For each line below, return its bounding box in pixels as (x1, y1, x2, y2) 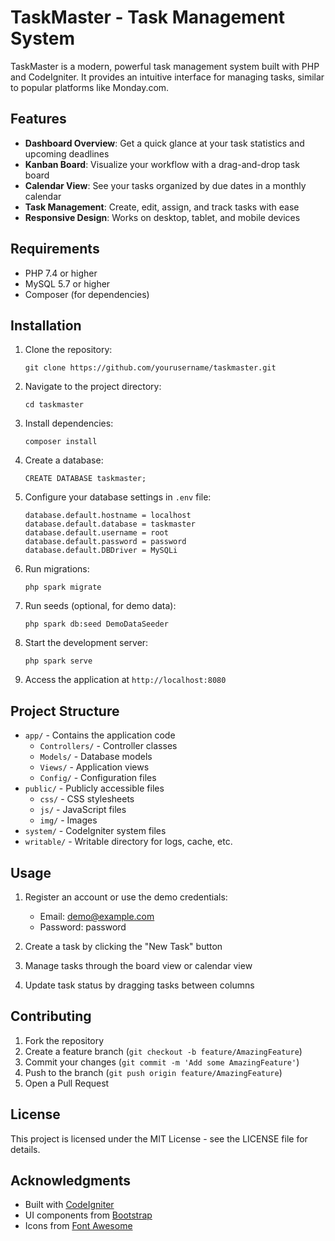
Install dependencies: (24, 417, 114, 430)
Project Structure (10, 702, 120, 720)
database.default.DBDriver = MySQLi (24, 546, 178, 556)
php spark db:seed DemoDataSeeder (24, 619, 169, 630)
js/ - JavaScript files (39, 804, 127, 816)
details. (10, 1143, 41, 1155)
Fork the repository (24, 1034, 105, 1046)
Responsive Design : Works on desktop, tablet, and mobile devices (24, 211, 301, 223)
